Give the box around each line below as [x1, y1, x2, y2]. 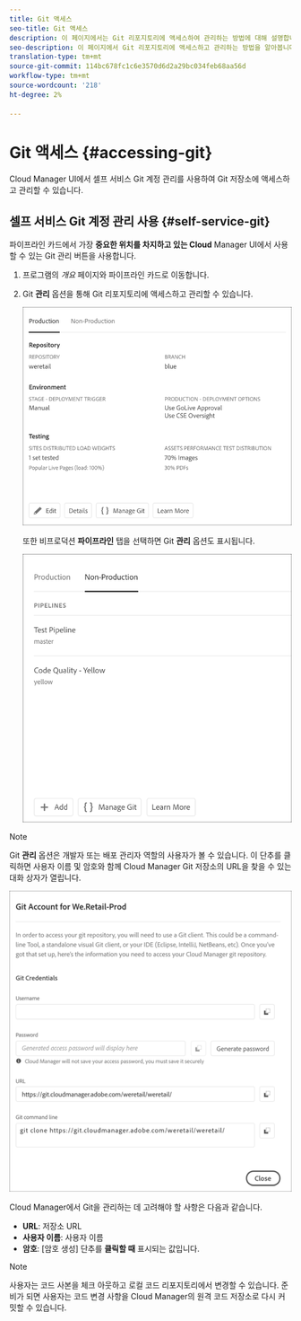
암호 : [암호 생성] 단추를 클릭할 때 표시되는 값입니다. [21, 1243, 200, 1254]
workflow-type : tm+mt [9, 72, 90, 81]
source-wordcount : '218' [9, 81, 102, 90]
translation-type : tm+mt [9, 52, 102, 62]
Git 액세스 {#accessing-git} [9, 142, 213, 163]
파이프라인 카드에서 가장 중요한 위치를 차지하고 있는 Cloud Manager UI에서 [9, 239, 272, 251]
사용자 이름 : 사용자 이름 [21, 1231, 104, 1243]
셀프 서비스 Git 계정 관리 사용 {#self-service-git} [9, 214, 271, 229]
